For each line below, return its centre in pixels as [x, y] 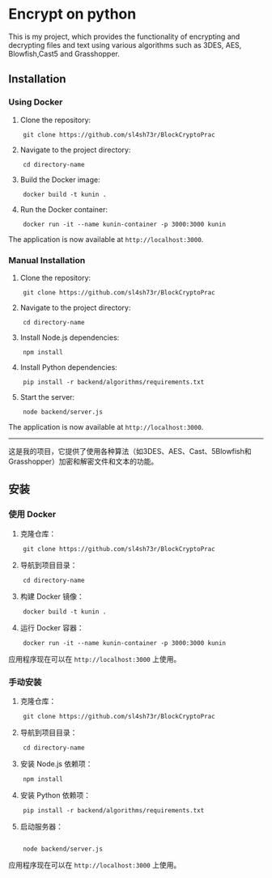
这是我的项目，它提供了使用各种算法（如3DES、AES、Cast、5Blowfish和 [130, 451]
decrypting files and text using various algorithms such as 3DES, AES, [125, 45]
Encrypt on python [72, 14]
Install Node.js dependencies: [70, 337]
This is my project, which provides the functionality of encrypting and [124, 36]
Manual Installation [47, 260]
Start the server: [47, 397]
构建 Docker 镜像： [52, 596]
